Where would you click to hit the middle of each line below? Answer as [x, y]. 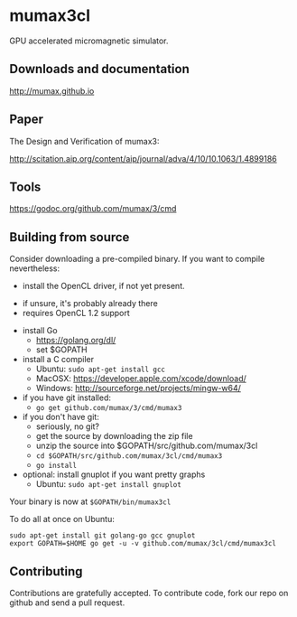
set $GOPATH [61, 350]
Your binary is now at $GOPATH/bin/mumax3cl [90, 501]
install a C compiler [58, 360]
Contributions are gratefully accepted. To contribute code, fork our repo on [149, 593]
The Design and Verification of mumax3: [84, 141]
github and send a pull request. [67, 603]
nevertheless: [35, 268]
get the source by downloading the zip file [114, 436]
